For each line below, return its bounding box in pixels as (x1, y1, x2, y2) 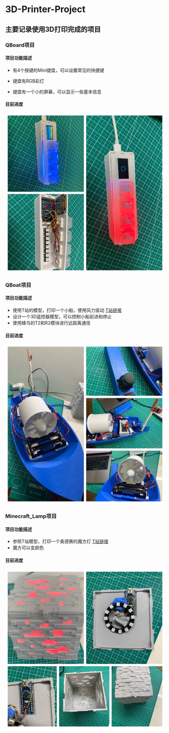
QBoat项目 (5, 281, 31, 288)
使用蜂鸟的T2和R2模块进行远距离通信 (12, 320, 91, 326)
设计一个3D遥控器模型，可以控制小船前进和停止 (12, 314, 112, 320)
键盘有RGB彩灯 (12, 78, 45, 84)
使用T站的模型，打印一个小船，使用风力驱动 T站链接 (12, 307, 122, 314)
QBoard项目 (5, 42, 35, 49)
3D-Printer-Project (5, 4, 86, 15)
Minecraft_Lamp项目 (5, 513, 57, 520)
